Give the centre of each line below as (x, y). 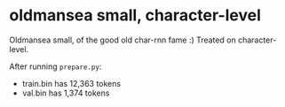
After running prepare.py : (55, 66)
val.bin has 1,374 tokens (66, 93)
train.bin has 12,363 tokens (71, 83)
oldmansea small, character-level (135, 15)
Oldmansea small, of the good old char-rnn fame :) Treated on (123, 40)
